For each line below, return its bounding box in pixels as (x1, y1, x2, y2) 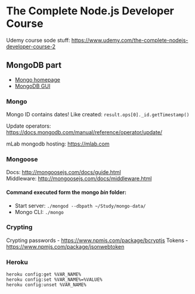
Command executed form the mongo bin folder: (6, 188, 127, 196)
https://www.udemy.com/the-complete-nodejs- (71, 36, 188, 44)
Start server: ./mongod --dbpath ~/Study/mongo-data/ (14, 202, 146, 209)
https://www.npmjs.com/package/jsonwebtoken (6, 243, 125, 250)
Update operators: (6, 122, 51, 129)
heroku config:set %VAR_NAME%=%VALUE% (6, 277, 103, 283)
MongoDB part (6, 60, 61, 70)
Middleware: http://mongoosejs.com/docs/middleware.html (6, 175, 152, 182)
